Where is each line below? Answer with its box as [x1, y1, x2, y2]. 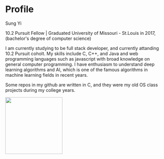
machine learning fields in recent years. [5, 72, 88, 78]
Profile [5, 4, 34, 15]
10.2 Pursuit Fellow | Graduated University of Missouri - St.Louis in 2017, [5, 30, 156, 36]
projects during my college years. [5, 87, 76, 93]
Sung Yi [5, 20, 22, 26]
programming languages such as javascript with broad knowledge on [5, 56, 150, 62]
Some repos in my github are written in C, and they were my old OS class [5, 82, 158, 88]
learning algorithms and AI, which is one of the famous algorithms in [5, 67, 148, 73]
